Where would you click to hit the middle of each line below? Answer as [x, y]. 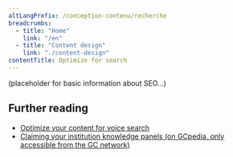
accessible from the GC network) [75, 144]
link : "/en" [43, 38]
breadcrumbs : [30, 23]
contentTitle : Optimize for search [68, 61]
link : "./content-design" [66, 53]
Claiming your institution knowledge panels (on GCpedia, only [122, 136]
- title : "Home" [43, 30]
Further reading [48, 109]
